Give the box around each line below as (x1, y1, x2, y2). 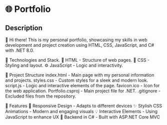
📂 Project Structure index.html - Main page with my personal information (5, 72, 154, 78)
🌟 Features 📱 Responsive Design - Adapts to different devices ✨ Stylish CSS (5, 103, 162, 109)
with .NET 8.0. (5, 47, 34, 53)
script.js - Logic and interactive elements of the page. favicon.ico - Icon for (5, 83, 160, 88)
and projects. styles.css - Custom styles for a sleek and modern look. (5, 77, 148, 83)
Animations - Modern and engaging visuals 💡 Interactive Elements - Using (5, 109, 158, 114)
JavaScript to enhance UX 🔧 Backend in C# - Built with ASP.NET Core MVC (5, 114, 160, 120)
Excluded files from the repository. (5, 93, 76, 99)
